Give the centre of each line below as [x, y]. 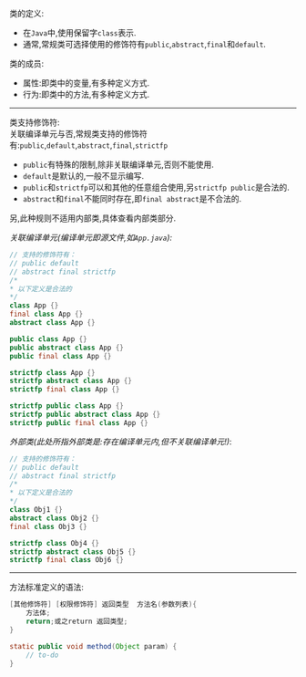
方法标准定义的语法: [47, 588]
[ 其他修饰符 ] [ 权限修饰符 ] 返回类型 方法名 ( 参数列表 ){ [103, 605]
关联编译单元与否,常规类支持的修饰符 [79, 134]
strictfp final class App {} [65, 390]
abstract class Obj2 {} [55, 518]
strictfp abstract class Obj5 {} [73, 552]
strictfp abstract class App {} [71, 381]
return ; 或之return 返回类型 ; [77, 621]
